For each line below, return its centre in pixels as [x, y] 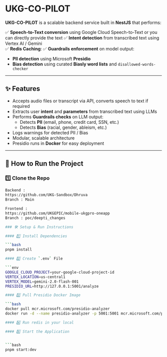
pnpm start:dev [21, 350]
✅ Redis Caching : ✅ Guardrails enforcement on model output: [70, 48]
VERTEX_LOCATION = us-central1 [35, 277]
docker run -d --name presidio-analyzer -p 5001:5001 [62, 314]
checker [20, 69]
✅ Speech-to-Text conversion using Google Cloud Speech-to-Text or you [81, 32]
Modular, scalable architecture [43, 138]
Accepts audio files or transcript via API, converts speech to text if [80, 101]
